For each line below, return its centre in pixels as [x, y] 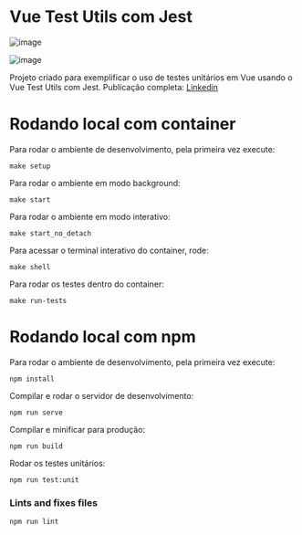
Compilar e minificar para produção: [78, 429]
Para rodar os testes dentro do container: [87, 284]
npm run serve [36, 413]
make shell [30, 267]
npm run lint [34, 522]
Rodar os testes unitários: [57, 463]
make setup [30, 166]
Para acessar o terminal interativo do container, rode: [109, 250]
